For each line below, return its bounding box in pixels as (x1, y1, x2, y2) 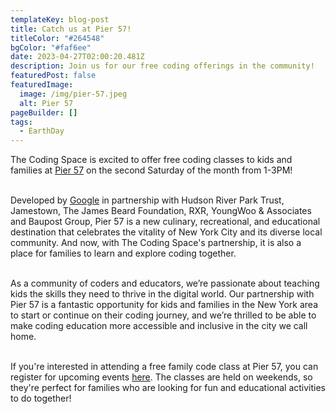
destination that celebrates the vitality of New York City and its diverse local (10, 226, 323, 238)
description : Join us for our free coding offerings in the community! (10, 61, 315, 71)
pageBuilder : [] (10, 107, 78, 118)
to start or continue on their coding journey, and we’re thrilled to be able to (10, 309, 317, 321)
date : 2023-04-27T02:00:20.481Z (10, 52, 145, 62)
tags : (10, 117, 33, 127)
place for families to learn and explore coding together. (10, 247, 237, 260)
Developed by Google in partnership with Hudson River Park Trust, (10, 194, 285, 206)
